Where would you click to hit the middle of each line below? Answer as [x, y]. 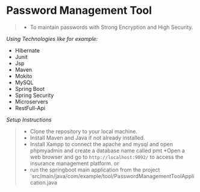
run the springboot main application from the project [95, 170]
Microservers [31, 101]
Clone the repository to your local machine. [83, 131]
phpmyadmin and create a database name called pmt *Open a [108, 150]
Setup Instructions [29, 119]
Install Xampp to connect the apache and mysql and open [102, 144]
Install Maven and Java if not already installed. [88, 138]
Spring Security [34, 95]
